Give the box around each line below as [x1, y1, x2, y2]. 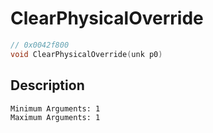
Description [10, 77, 85, 94]
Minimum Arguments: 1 [10, 103, 101, 114]
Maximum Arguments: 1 [10, 112, 101, 122]
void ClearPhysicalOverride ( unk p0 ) [10, 49, 163, 59]
